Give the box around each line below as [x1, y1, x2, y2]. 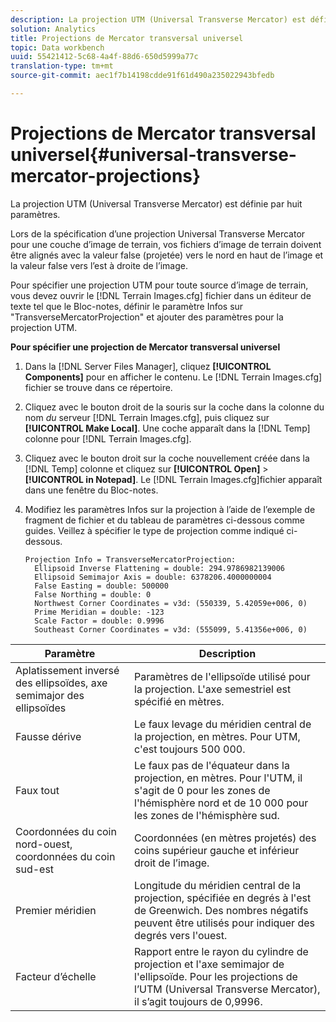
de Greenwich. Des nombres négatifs [134, 903, 309, 917]
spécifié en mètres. [134, 694, 225, 708]
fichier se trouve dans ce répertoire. [24, 381, 173, 393]
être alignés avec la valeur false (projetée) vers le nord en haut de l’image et [10, 249, 324, 261]
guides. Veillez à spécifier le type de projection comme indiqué [24, 524, 285, 536]
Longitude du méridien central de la [134, 878, 302, 892]
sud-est [15, 862, 55, 876]
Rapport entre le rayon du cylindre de [134, 944, 309, 958]
